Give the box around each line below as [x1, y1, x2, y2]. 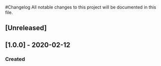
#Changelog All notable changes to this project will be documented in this [5, 4, 157, 10]
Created [5, 56, 25, 63]
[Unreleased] [5, 24, 47, 32]
